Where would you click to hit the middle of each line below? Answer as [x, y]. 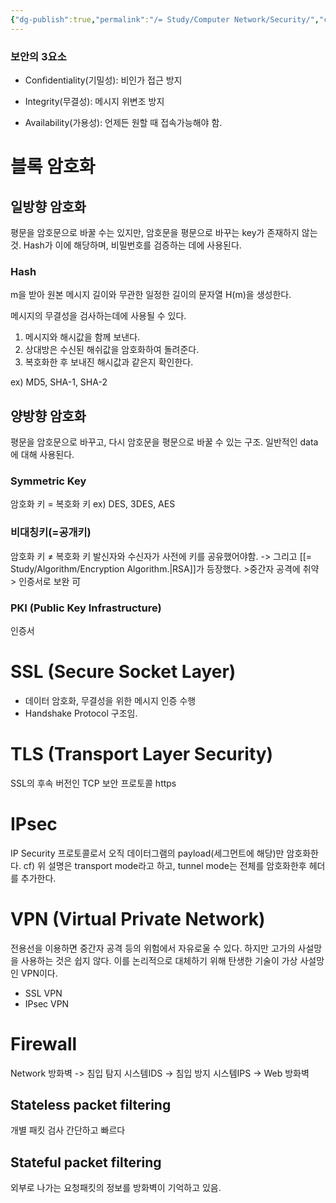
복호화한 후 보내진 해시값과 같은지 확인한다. [109, 362]
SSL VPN [43, 993]
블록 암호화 [53, 167]
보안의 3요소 [38, 56]
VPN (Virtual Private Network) [138, 918]
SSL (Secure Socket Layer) [123, 672]
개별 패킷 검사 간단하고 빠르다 [68, 1130]
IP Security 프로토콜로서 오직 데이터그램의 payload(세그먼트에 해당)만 [147, 853]
